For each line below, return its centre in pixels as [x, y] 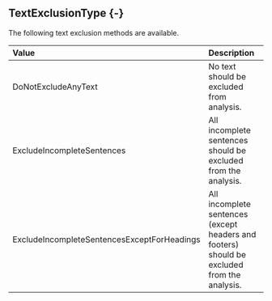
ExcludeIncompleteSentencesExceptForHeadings [106, 240]
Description [232, 53]
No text [222, 66]
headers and [232, 234]
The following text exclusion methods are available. [94, 32]
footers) [223, 244]
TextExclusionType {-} [66, 13]
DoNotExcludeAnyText [55, 87]
